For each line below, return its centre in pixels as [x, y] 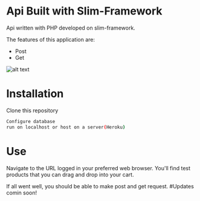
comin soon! [22, 193]
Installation [35, 94]
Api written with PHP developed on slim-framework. [71, 28]
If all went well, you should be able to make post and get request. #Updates [100, 186]
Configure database [31, 121]
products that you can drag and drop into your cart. [70, 174]
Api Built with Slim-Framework [84, 11]
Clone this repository [32, 110]
